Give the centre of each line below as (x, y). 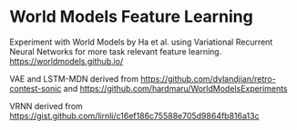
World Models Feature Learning (131, 17)
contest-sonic (36, 88)
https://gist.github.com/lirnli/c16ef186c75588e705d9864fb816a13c (134, 115)
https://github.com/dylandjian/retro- (208, 78)
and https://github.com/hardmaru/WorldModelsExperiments (175, 88)
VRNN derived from (46, 105)
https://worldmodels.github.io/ (67, 61)
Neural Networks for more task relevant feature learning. (116, 51)
